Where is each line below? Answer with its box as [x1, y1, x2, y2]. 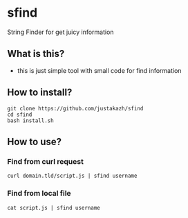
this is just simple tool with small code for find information [17, 66, 182, 74]
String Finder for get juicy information [7, 28, 114, 36]
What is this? [7, 48, 65, 60]
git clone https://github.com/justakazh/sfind [7, 105, 144, 112]
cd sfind [7, 111, 32, 118]
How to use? [7, 135, 62, 147]
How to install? [7, 87, 73, 99]
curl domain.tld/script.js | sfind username [7, 172, 138, 180]
